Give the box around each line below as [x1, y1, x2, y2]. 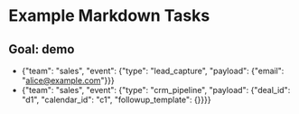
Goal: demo [8, 42, 75, 57]
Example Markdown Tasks [8, 5, 210, 26]
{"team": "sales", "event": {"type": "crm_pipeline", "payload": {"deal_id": [21, 85, 291, 95]
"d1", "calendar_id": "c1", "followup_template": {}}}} [21, 94, 211, 105]
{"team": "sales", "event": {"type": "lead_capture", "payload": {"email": [21, 65, 285, 76]
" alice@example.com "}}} [21, 75, 115, 86]
